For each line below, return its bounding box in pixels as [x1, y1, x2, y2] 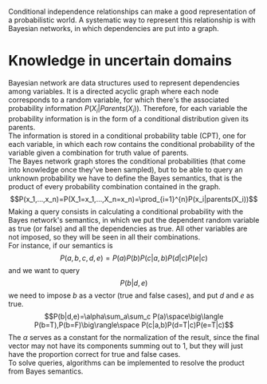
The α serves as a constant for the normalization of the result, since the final [8, 332, 260, 342]
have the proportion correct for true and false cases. [8, 349, 181, 358]
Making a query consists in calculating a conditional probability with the [8, 207, 244, 216]
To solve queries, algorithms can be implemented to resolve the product [8, 358, 245, 367]
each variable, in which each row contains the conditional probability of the [8, 139, 255, 148]
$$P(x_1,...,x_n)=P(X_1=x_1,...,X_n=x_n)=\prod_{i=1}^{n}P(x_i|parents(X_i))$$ [10, 194, 258, 204]
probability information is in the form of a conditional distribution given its [8, 113, 249, 123]
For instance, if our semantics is [8, 240, 113, 250]
